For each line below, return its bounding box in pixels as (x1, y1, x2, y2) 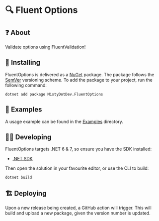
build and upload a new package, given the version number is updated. (5, 210, 151, 216)
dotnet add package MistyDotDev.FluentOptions (5, 92, 103, 97)
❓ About (5, 28, 30, 37)
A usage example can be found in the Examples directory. (5, 118, 123, 124)
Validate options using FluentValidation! (5, 44, 86, 50)
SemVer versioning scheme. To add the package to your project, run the (5, 77, 153, 83)
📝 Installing (5, 58, 41, 67)
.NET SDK (12, 156, 33, 162)
